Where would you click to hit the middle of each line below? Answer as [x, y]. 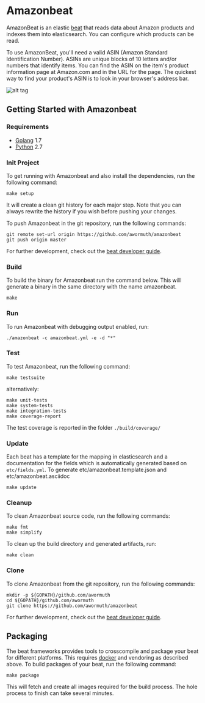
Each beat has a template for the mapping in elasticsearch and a [87, 457]
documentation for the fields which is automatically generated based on [97, 463]
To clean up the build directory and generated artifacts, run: [81, 544]
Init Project [23, 163]
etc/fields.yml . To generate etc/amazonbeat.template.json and [86, 470]
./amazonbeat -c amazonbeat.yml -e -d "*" [61, 338]
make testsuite [26, 377]
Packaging [27, 636]
